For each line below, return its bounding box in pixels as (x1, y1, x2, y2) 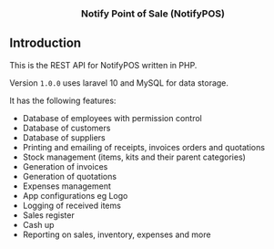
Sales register (22, 209, 75, 221)
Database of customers (22, 122, 111, 133)
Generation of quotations (22, 171, 117, 182)
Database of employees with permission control (22, 112, 202, 123)
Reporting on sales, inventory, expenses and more (22, 229, 211, 240)
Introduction (9, 36, 82, 51)
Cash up (22, 219, 55, 230)
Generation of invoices (22, 161, 108, 171)
